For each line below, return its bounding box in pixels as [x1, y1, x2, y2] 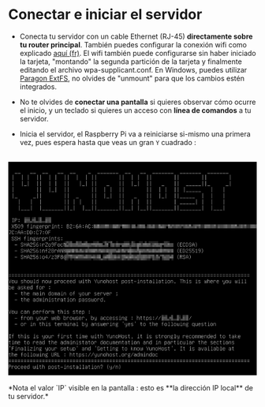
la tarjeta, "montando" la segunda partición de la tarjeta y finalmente [19, 57, 242, 66]
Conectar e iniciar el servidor [8, 6, 203, 24]
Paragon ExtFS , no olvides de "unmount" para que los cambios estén [19, 73, 244, 83]
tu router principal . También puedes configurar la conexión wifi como [19, 39, 247, 49]
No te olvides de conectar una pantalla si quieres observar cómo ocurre [19, 97, 256, 106]
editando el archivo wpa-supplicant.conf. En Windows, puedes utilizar [19, 65, 248, 74]
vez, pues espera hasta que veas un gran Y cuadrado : [19, 137, 197, 147]
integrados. [19, 81, 58, 91]
